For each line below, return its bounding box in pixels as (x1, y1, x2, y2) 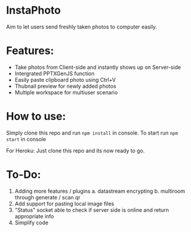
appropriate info (14, 212, 54, 220)
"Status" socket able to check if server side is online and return (14, 206, 170, 214)
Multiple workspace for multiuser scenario (14, 88, 118, 96)
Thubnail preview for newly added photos (14, 82, 116, 90)
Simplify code (14, 219, 48, 226)
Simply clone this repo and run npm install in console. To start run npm (6, 129, 179, 136)
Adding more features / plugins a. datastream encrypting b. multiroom (14, 187, 185, 195)
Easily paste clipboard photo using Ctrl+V (14, 76, 116, 83)
